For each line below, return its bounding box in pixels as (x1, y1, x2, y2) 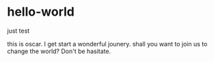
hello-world (7, 4, 75, 20)
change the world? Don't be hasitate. (7, 47, 111, 55)
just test (7, 27, 30, 35)
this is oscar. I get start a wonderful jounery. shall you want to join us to (7, 40, 208, 48)
